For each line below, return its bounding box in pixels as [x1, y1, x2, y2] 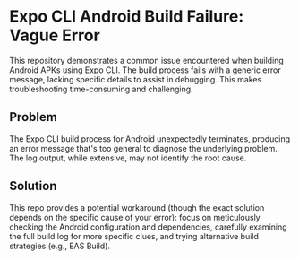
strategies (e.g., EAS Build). [9, 240, 110, 251]
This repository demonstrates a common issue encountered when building [9, 55, 284, 65]
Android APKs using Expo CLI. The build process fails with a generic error [9, 65, 281, 75]
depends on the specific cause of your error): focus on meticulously [9, 212, 261, 222]
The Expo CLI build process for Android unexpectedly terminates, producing [9, 133, 291, 144]
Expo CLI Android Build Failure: [9, 6, 244, 27]
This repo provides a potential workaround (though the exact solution [9, 202, 265, 212]
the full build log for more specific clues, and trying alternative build [9, 230, 260, 241]
